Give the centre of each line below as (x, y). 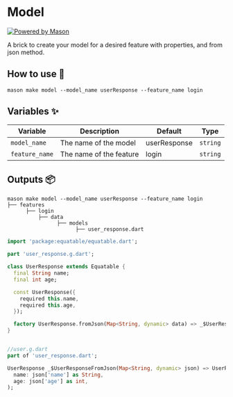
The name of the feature (100, 154)
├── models (72, 223)
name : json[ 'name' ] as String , (59, 375)
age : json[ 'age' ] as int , (51, 381)
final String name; (42, 273)
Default (169, 131)
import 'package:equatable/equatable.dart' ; (72, 242)
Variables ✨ (33, 112)
